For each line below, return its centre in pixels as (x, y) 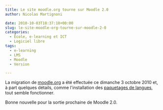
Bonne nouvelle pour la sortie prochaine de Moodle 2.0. (61, 102)
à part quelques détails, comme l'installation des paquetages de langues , (79, 88)
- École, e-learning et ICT (38, 37)
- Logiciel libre (27, 41)
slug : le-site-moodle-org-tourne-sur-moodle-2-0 (56, 27)
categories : (17, 32)
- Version (19, 64)
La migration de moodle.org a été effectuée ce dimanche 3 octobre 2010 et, (81, 82)
